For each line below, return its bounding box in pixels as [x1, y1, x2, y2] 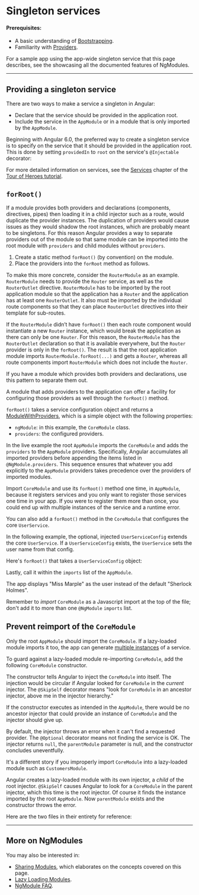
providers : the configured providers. [14, 430, 104, 438]
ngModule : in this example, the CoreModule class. [14, 424, 130, 431]
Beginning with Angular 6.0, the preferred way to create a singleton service [6, 136, 190, 143]
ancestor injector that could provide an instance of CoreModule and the [6, 709, 178, 717]
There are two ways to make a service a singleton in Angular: [6, 100, 155, 108]
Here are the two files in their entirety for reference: [6, 813, 132, 820]
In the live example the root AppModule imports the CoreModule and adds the [6, 442, 188, 449]
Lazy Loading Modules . [14, 875, 72, 883]
